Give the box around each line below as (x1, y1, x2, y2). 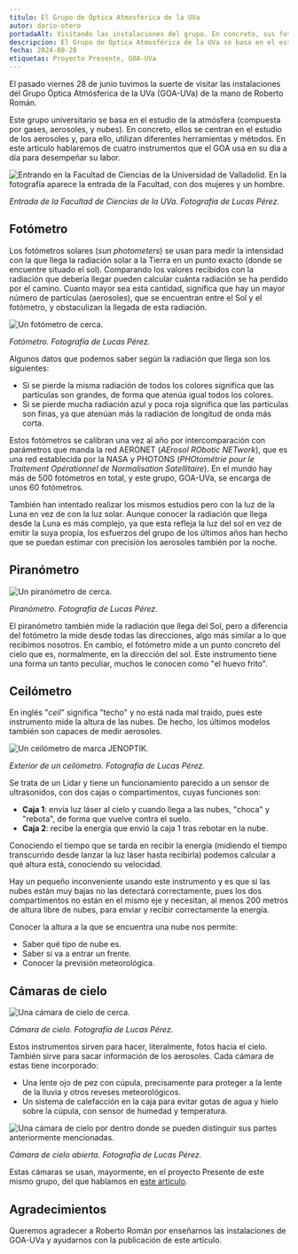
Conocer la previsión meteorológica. (21, 958, 155, 968)
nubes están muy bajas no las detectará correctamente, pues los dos (9, 886, 263, 897)
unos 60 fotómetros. (9, 482, 84, 492)
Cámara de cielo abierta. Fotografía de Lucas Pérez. (9, 1149, 202, 1160)
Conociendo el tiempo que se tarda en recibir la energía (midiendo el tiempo (9, 840, 287, 851)
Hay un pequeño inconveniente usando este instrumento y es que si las (9, 876, 271, 887)
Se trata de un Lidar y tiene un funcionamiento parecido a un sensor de (9, 778, 270, 788)
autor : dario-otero (9, 21, 82, 30)
